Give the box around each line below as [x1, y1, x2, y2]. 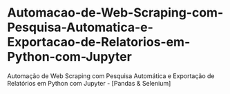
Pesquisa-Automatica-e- [7, 19, 154, 35]
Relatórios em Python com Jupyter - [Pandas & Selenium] [7, 79, 171, 87]
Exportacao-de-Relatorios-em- [7, 35, 191, 50]
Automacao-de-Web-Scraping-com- [7, 5, 224, 21]
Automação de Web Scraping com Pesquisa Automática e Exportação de [7, 71, 215, 80]
